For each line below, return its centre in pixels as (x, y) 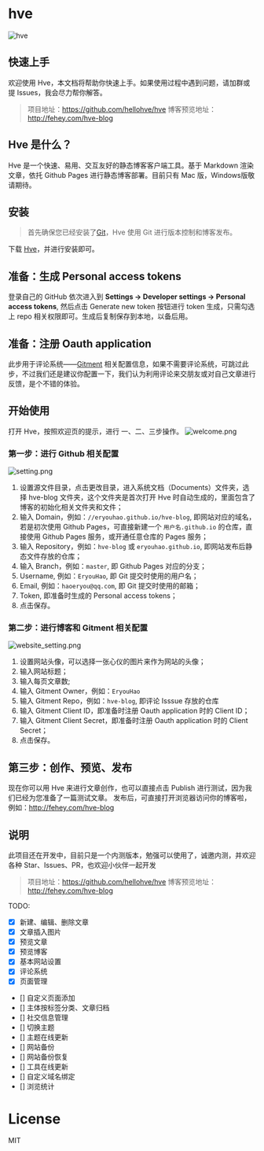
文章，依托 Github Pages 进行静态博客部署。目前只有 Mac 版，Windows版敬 (132, 175)
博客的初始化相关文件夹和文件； (71, 507)
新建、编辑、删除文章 (54, 922)
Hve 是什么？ (40, 145)
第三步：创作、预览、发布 (70, 767)
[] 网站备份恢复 (44, 1057)
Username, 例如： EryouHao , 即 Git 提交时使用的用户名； (109, 576)
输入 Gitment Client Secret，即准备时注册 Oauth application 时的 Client (134, 721)
